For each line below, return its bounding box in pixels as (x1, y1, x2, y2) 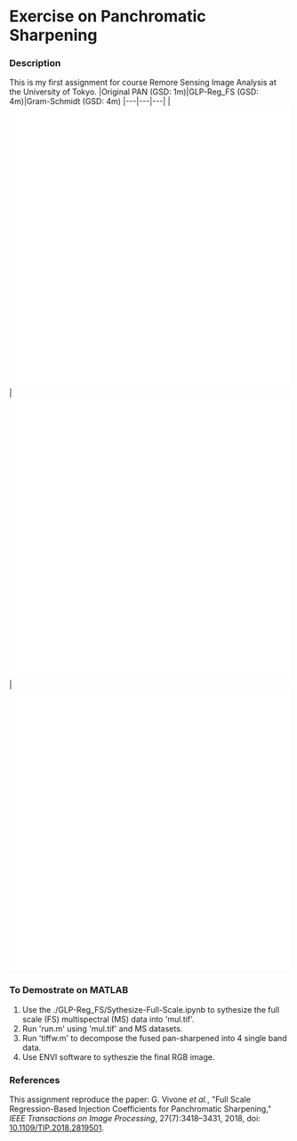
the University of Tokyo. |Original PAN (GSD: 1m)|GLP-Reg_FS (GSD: (9, 86, 260, 97)
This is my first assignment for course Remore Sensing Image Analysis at (9, 77, 277, 88)
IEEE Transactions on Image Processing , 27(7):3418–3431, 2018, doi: (9, 1113, 261, 1124)
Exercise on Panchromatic (9, 6, 206, 27)
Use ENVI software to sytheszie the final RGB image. (21, 1051, 215, 1062)
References (9, 1073, 60, 1086)
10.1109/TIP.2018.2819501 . (9, 1122, 105, 1133)
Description (9, 57, 61, 69)
